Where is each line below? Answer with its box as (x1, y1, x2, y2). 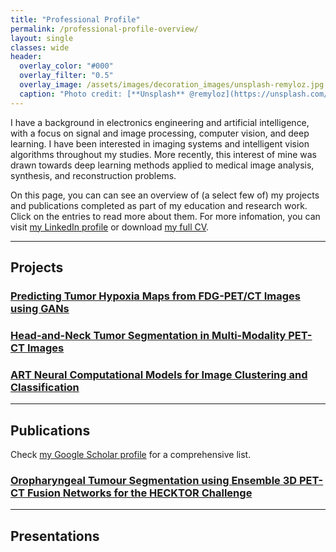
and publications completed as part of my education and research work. (10, 199, 308, 211)
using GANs (10, 301, 70, 315)
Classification (10, 380, 80, 394)
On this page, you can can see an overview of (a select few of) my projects (10, 189, 320, 201)
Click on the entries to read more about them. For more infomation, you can (10, 210, 321, 222)
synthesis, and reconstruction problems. (10, 169, 177, 181)
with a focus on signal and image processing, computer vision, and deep (10, 127, 310, 139)
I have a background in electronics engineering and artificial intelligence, (10, 116, 310, 128)
